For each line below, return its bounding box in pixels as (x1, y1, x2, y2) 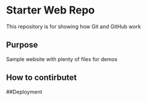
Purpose (6, 40, 38, 50)
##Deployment (6, 88, 43, 95)
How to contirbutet (6, 73, 77, 83)
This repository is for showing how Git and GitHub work (6, 23, 141, 30)
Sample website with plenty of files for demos (6, 55, 118, 62)
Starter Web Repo (6, 4, 95, 17)
